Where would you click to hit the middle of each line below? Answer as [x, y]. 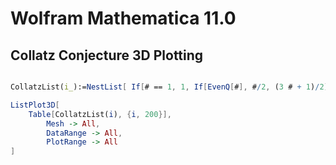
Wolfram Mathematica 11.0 [123, 18]
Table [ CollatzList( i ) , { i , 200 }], [100, 114]
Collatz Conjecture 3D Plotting [107, 55]
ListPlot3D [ [35, 105]
